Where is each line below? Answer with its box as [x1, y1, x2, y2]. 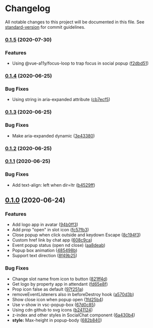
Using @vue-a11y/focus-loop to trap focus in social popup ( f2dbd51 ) [12, 60, 149, 66]
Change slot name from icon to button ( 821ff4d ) [12, 276, 108, 282]
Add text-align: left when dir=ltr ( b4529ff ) [12, 182, 96, 188]
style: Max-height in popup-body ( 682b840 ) [12, 317, 102, 323]
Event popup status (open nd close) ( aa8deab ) [12, 242, 106, 248]
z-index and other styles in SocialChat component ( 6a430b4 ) [12, 312, 136, 318]
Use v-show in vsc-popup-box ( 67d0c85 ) [12, 302, 96, 308]
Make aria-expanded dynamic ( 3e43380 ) [12, 133, 95, 138]
